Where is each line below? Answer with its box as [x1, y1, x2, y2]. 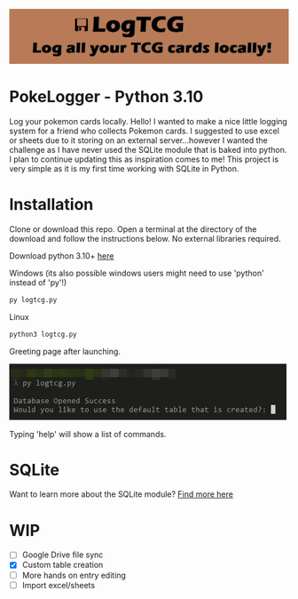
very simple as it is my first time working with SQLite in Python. [9, 163, 239, 173]
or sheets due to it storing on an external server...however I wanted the [9, 134, 269, 146]
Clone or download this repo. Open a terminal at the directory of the [9, 223, 257, 235]
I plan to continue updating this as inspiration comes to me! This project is [9, 154, 279, 164]
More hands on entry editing [21, 570, 127, 580]
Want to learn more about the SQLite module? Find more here [9, 489, 233, 499]
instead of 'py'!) [9, 276, 67, 288]
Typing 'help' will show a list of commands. [9, 428, 167, 439]
